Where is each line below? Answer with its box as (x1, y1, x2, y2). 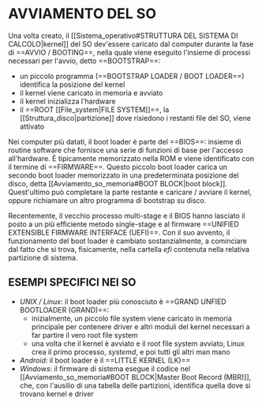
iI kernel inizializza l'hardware (19, 96, 116, 106)
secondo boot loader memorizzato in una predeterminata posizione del (8, 171, 239, 180)
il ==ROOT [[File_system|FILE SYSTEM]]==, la (19, 104, 170, 114)
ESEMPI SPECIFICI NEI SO (8, 276, 137, 289)
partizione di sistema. (8, 253, 78, 262)
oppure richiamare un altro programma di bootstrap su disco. (8, 195, 207, 205)
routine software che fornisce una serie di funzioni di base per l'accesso (8, 145, 244, 155)
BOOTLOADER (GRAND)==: (19, 305, 110, 314)
